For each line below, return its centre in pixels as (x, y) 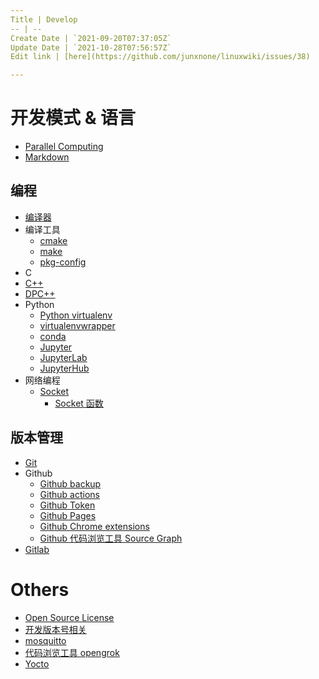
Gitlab (37, 549)
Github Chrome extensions (94, 526)
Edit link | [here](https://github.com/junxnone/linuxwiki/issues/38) (160, 57)
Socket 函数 (79, 403)
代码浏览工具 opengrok (72, 652)
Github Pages (68, 515)
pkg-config (63, 262)
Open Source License (69, 617)
